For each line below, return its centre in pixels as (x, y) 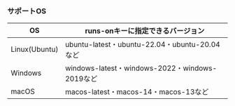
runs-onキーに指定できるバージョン (145, 31)
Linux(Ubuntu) (35, 49)
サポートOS (27, 11)
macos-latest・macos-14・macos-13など (137, 92)
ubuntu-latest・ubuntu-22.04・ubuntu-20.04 (143, 45)
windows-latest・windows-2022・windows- (141, 68)
